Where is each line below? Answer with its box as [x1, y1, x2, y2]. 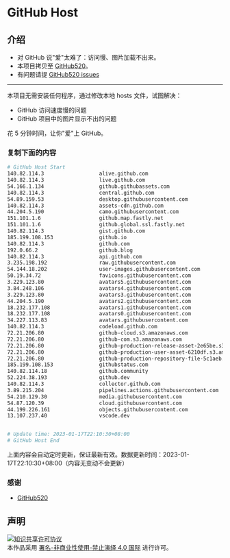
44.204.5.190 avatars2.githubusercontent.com [7, 298, 192, 304]
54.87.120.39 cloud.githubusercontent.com [7, 400, 183, 407]
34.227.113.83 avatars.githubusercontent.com [7, 317, 188, 324]
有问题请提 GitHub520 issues [16, 71, 100, 78]
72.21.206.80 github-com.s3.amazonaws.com [7, 336, 183, 343]
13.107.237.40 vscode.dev [7, 413, 130, 420]
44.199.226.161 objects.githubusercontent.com [7, 406, 188, 413]
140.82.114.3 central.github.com [7, 189, 155, 196]
